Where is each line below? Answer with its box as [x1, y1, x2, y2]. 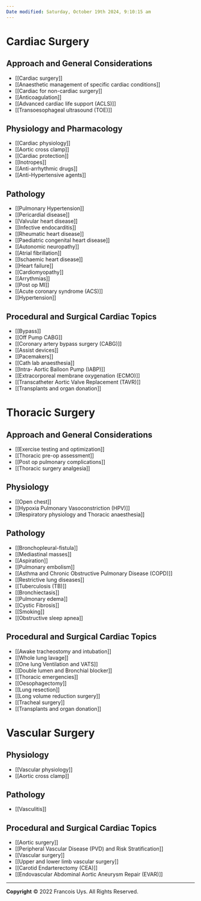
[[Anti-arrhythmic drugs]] [14, 165, 78, 172]
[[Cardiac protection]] [14, 152, 69, 160]
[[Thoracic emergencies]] [14, 673, 78, 680]
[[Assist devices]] [14, 346, 59, 354]
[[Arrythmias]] [14, 275, 50, 282]
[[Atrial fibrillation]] [14, 250, 62, 257]
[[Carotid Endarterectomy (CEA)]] [14, 864, 98, 872]
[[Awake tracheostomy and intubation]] [14, 648, 112, 655]
